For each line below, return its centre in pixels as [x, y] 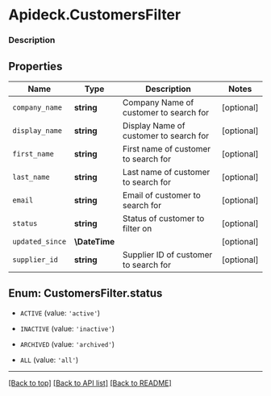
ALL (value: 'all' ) [49, 360]
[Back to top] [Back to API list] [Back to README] [90, 383]
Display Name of [154, 125]
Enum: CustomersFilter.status [85, 293]
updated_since [40, 241]
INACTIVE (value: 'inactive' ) [67, 328]
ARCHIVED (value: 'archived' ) [67, 344]
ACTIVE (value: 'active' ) [60, 313]
